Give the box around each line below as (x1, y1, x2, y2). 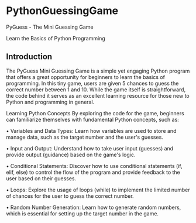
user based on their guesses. (6, 174, 77, 182)
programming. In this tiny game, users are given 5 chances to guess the (6, 80, 179, 87)
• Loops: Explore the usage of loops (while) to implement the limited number (6, 186, 190, 193)
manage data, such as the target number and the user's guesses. (6, 133, 164, 140)
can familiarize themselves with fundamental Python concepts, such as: (6, 116, 180, 123)
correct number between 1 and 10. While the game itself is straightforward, (6, 86, 186, 93)
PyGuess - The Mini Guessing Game (6, 23, 94, 30)
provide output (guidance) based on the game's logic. (6, 151, 136, 158)
